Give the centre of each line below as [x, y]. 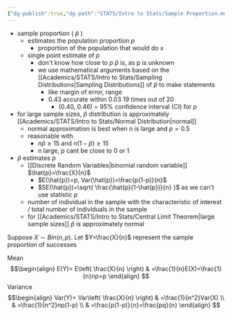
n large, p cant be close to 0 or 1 [84, 150]
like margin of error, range [85, 92]
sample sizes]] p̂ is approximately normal [86, 224]
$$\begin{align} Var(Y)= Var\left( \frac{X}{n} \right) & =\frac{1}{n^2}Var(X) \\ [116, 297]
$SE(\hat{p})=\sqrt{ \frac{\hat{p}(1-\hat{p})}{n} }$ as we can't [126, 187]
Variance [20, 286]
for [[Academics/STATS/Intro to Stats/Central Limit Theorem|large [121, 216]
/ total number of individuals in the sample [87, 209]
